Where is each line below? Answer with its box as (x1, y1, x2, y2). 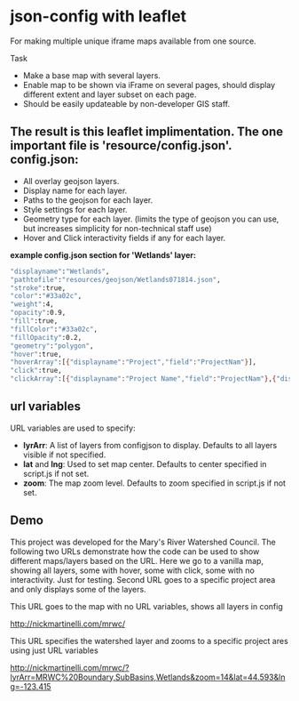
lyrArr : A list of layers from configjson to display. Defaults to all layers (22, 439, 278, 450)
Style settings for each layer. (22, 204, 128, 214)
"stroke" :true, (10, 283, 67, 293)
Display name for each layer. (22, 185, 128, 196)
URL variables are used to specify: (10, 423, 136, 433)
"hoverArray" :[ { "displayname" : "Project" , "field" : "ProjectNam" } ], (10, 358, 256, 367)
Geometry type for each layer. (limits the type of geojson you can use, (22, 214, 279, 224)
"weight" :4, (10, 300, 54, 309)
